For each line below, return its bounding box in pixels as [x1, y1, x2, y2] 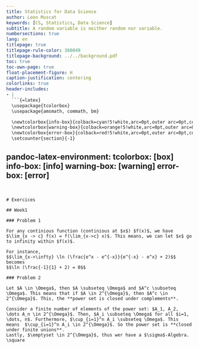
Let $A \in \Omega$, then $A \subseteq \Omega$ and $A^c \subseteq [6, 285, 176, 291]
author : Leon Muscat [6, 14, 57, 20]
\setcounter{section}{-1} [11, 136, 76, 142]
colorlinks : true [6, 81, 49, 87]
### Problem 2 [6, 275, 41, 281]
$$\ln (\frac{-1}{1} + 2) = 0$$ [6, 264, 86, 271]
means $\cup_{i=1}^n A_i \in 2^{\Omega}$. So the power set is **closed [6, 322, 192, 328]
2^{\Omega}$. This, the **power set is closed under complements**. [6, 295, 179, 301]
